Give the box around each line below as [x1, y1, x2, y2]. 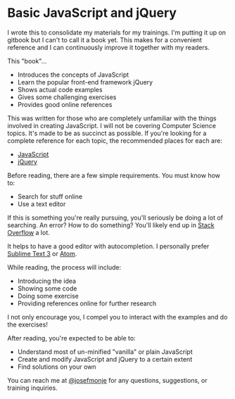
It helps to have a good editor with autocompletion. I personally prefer [7, 241, 210, 251]
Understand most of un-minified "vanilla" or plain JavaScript [17, 347, 193, 356]
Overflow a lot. [7, 228, 51, 236]
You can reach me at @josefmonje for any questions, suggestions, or [7, 376, 208, 384]
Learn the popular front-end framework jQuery [17, 77, 153, 86]
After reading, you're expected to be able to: [7, 334, 136, 342]
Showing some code [17, 284, 77, 293]
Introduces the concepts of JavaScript [17, 70, 129, 79]
